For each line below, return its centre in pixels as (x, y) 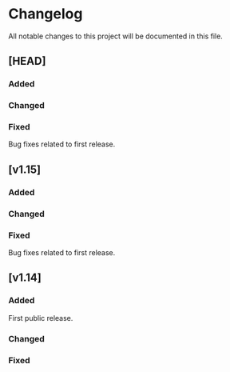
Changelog (46, 14)
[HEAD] (27, 61)
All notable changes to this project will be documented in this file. (116, 36)
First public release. (41, 318)
